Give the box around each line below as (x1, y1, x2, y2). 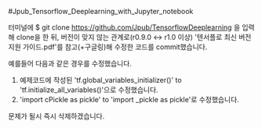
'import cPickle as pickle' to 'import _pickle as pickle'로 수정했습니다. (19, 95, 239, 104)
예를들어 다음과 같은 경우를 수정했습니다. (8, 59, 132, 68)
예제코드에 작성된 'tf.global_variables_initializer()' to (19, 76, 182, 84)
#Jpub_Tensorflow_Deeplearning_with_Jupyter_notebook (8, 7, 194, 16)
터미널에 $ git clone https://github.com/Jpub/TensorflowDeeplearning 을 (8, 23, 241, 32)
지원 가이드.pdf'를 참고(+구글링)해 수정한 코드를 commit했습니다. (8, 42, 208, 52)
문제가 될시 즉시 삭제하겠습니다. (8, 112, 105, 120)
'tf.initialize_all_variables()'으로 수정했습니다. (19, 85, 158, 94)
